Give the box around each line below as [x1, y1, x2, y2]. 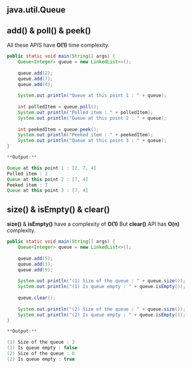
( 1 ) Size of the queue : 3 [7, 339, 75, 346]
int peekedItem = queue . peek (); [18, 126, 99, 133]
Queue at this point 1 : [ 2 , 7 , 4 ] [7, 165, 97, 171]
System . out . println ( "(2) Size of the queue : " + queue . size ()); [18, 306, 186, 312]
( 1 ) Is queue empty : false [7, 345, 78, 351]
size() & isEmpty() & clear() [7, 204, 111, 214]
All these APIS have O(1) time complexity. [7, 42, 110, 49]
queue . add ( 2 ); [18, 70, 53, 76]
